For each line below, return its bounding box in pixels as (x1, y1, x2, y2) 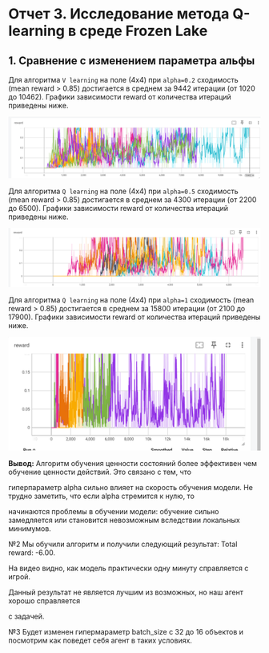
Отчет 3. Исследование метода (8, 5, 230, 23)
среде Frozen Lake (78, 22, 208, 40)
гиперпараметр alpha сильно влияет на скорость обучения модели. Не (8, 483, 254, 493)
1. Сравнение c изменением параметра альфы (8, 54, 255, 67)
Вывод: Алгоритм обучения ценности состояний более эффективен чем (8, 459, 258, 468)
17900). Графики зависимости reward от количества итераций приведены (8, 312, 261, 322)
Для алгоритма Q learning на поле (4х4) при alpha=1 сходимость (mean (8, 294, 255, 305)
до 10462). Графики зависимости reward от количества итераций (8, 92, 232, 101)
